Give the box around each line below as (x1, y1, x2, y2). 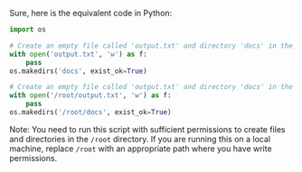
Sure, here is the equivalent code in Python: (9, 8, 173, 18)
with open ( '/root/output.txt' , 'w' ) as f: (9, 91, 172, 100)
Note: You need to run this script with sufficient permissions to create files (9, 123, 286, 134)
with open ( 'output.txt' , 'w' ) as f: (9, 50, 147, 59)
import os (9, 25, 47, 34)
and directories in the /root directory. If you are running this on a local (9, 133, 271, 144)
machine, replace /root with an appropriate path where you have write (9, 143, 273, 154)
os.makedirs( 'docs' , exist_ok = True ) (9, 67, 147, 76)
